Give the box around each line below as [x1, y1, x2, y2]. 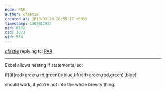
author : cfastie [5, 12, 39, 17]
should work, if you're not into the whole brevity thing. [5, 81, 115, 87]
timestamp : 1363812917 [5, 21, 52, 26]
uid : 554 [5, 35, 23, 40]
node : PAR [5, 7, 26, 12]
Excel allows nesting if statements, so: [5, 62, 83, 68]
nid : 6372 [5, 26, 26, 31]
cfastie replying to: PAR [5, 48, 53, 54]
